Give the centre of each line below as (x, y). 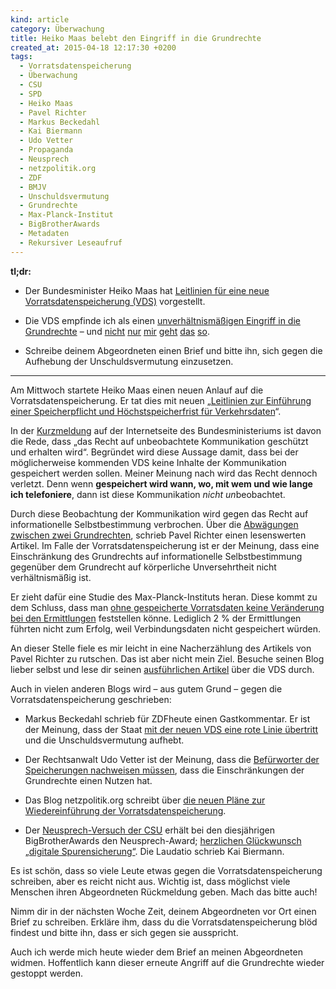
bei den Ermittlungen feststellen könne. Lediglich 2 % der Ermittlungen (156, 618)
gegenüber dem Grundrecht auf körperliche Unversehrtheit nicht (143, 567)
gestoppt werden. (47, 973)
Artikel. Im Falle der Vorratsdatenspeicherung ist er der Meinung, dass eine (165, 545)
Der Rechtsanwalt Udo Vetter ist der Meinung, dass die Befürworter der (172, 759)
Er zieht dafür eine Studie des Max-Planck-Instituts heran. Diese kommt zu (164, 597)
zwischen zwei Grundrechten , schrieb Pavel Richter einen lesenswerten (158, 535)
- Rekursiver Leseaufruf (71, 242)
